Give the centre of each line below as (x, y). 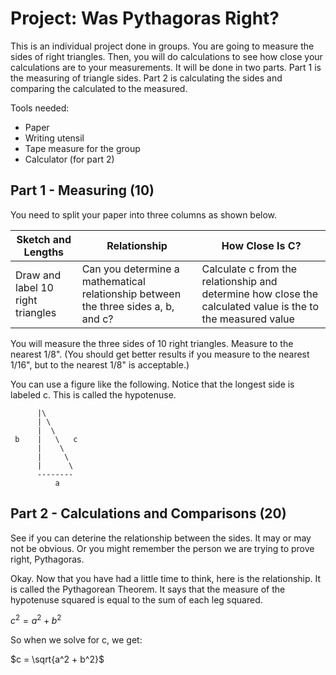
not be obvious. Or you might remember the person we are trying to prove (162, 548)
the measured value (248, 319)
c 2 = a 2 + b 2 (36, 620)
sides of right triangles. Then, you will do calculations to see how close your (166, 56)
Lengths (44, 252)
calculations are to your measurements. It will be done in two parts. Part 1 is (166, 67)
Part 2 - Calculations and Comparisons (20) (148, 513)
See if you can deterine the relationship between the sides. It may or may (161, 538)
